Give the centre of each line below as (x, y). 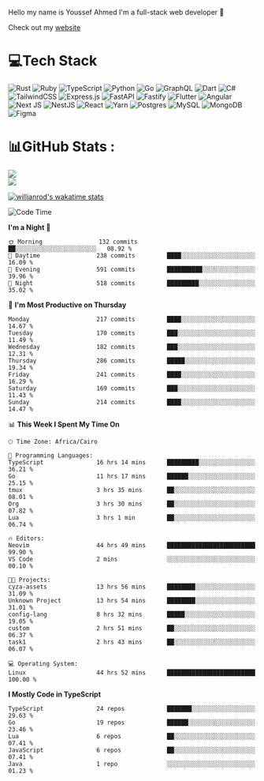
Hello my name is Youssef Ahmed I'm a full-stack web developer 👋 (116, 12)
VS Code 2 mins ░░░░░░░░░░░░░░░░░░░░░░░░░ (132, 559)
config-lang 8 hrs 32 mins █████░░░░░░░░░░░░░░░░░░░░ (132, 614)
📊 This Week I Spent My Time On (64, 424)
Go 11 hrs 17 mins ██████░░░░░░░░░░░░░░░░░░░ (132, 476)
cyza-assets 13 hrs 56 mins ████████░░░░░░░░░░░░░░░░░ (132, 587)
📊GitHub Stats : (62, 147)
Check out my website (45, 27)
